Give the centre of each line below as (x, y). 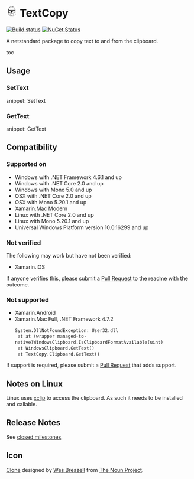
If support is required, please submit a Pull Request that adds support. (91, 365)
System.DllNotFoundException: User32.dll (66, 331)
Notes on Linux (35, 384)
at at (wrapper (36, 337)
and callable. (22, 405)
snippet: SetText (26, 100)
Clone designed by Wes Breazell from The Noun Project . (75, 470)
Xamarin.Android (35, 313)
